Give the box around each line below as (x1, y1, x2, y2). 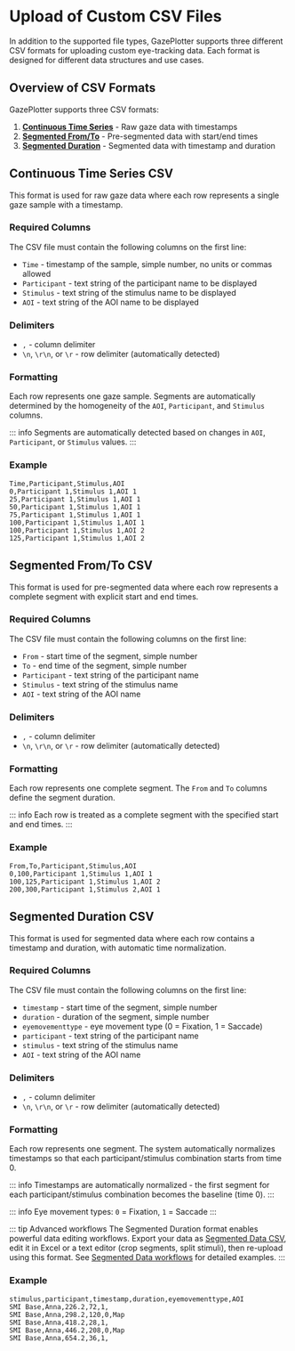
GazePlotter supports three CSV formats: (9, 104, 160, 115)
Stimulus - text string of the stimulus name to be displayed (21, 287, 237, 297)
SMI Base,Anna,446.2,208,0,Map (9, 1325, 125, 1335)
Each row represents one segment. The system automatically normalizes (9, 1143, 275, 1154)
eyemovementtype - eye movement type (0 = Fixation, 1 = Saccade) (21, 1021, 264, 1031)
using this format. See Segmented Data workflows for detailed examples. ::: (9, 1252, 286, 1263)
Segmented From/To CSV (9, 558, 153, 574)
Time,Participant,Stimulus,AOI (9, 479, 125, 488)
